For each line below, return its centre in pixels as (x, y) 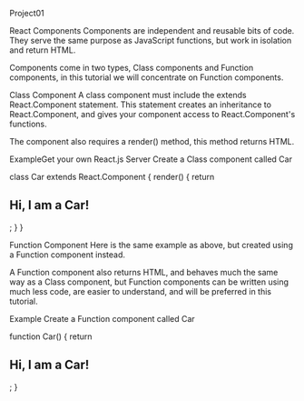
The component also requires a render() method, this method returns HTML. (152, 141)
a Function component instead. (67, 255)
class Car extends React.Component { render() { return (112, 177)
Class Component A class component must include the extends (128, 95)
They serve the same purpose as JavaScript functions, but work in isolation (151, 40)
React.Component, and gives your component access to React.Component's (152, 114)
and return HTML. (43, 50)
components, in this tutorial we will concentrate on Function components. (147, 77)
